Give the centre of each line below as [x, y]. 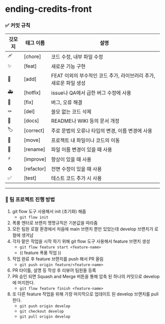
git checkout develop [41, 311]
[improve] [35, 159]
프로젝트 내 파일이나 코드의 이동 [86, 141]
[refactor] [35, 169]
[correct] [34, 130]
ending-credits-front [49, 9]
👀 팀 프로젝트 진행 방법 [30, 200]
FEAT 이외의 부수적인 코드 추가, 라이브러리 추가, [103, 76]
